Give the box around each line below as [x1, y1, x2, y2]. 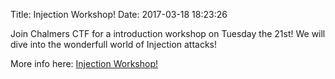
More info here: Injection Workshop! [10, 58, 159, 69]
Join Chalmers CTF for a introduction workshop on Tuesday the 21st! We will [10, 28, 326, 39]
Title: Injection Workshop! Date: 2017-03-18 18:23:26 [10, 9, 228, 20]
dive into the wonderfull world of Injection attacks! [10, 39, 218, 50]
